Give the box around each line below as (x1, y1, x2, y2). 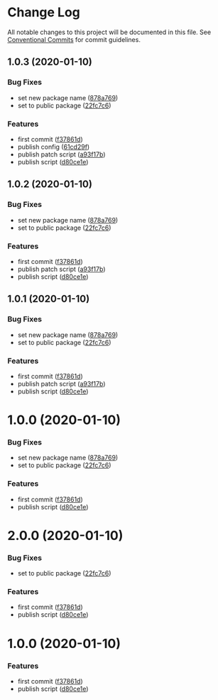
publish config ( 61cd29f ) (17, 142, 90, 151)
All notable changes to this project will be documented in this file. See (7, 28, 212, 36)
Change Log (7, 4, 80, 21)
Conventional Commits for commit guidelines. (7, 35, 141, 43)
